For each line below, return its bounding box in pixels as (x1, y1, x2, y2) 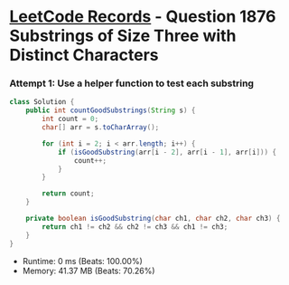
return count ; (42, 189, 95, 198)
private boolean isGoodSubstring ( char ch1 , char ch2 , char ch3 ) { (25, 214, 281, 223)
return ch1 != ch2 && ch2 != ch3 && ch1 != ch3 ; (42, 222, 228, 232)
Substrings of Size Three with (9, 25, 237, 46)
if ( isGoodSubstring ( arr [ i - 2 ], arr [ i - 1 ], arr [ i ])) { (57, 147, 277, 157)
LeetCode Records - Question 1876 (9, 6, 277, 27)
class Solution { (9, 98, 75, 107)
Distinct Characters (9, 45, 160, 65)
